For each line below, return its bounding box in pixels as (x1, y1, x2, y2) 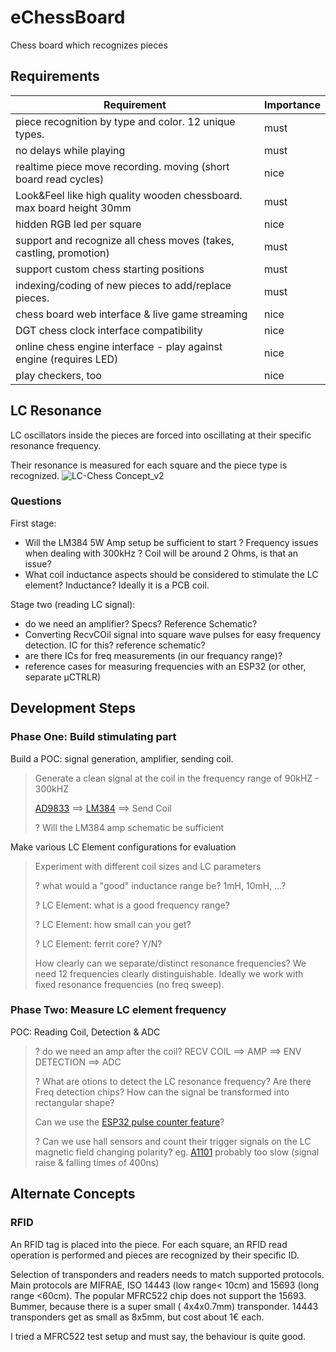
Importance (264, 97, 321, 111)
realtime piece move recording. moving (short (15, 159, 230, 173)
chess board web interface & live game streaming (15, 307, 248, 321)
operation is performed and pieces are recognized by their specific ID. (10, 1249, 300, 1261)
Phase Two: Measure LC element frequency (10, 1003, 227, 1017)
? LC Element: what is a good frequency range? (34, 899, 230, 911)
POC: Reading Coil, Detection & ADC (10, 1026, 161, 1038)
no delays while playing (15, 143, 126, 157)
